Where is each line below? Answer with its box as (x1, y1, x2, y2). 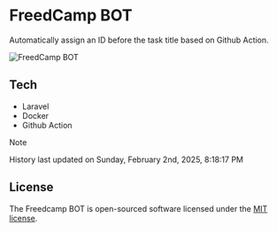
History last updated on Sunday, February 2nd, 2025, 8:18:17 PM (9, 154, 244, 165)
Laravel (21, 101, 50, 112)
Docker (21, 110, 50, 120)
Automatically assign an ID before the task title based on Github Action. (9, 35, 269, 45)
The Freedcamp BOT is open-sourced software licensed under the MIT (9, 203, 268, 213)
